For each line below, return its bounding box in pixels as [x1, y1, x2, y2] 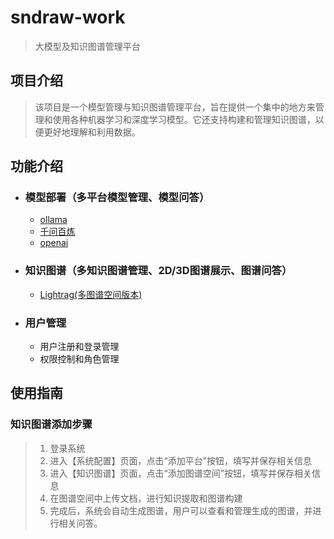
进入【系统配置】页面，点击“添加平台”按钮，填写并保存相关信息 [49, 454, 312, 466]
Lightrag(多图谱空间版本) [39, 288, 143, 300]
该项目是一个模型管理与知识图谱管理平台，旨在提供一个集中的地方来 [34, 101, 316, 113]
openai [39, 237, 69, 249]
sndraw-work [10, 6, 126, 29]
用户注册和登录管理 [39, 341, 120, 353]
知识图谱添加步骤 [10, 417, 93, 431]
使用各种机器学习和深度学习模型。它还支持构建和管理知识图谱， [52, 113, 316, 125]
